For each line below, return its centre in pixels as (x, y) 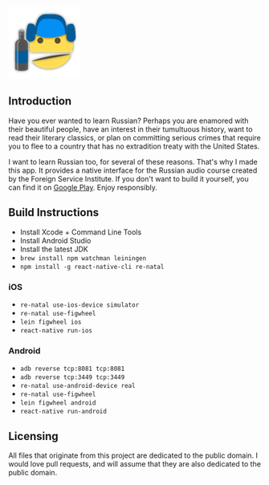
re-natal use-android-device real (77, 386)
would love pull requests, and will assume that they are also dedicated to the (134, 464)
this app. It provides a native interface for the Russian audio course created (133, 170)
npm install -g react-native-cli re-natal (92, 267)
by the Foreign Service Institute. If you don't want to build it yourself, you (128, 178)
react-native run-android (63, 412)
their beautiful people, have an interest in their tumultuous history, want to (130, 129)
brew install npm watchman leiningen (83, 258)
